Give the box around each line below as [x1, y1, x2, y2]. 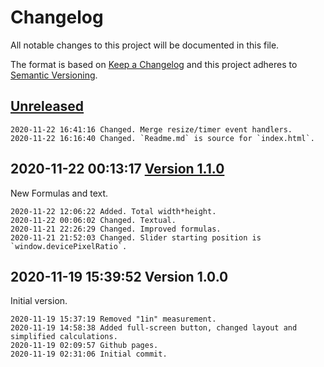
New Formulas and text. [10, 187, 109, 199]
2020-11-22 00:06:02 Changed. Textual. [10, 215, 177, 225]
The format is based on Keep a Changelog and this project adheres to [10, 58, 298, 70]
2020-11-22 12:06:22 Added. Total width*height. [10, 206, 217, 216]
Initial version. [10, 295, 68, 307]
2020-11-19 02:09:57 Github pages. [10, 341, 159, 351]
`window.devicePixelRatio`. [10, 241, 128, 251]
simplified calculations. [10, 332, 118, 342]
